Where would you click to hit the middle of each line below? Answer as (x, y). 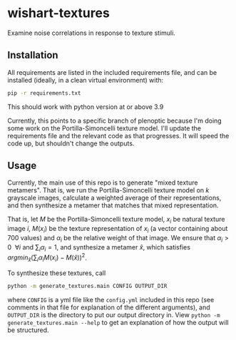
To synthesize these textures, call (57, 273)
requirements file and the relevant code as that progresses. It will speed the (118, 135)
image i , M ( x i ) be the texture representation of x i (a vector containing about (118, 230)
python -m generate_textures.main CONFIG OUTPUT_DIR (87, 287)
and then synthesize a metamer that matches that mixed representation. (113, 205)
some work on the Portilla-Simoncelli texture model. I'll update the (104, 128)
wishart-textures (59, 13)
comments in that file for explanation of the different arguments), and (109, 307)
